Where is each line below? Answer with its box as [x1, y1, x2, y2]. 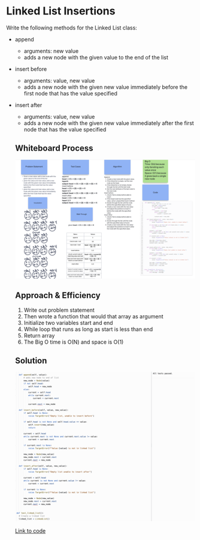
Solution [14, 356, 47, 366]
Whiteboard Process [14, 143, 94, 154]
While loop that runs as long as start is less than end [23, 326, 153, 333]
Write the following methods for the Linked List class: [6, 24, 138, 31]
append [14, 35, 34, 43]
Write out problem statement [23, 306, 95, 314]
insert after [14, 101, 43, 109]
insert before [14, 65, 47, 73]
